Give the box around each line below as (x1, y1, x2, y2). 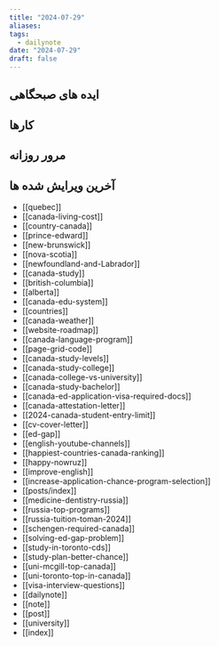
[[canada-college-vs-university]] (21, 371, 143, 383)
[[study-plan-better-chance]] (21, 551, 129, 561)
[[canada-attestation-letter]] (21, 400, 126, 410)
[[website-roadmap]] (21, 324, 99, 335)
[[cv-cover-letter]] (21, 419, 89, 430)
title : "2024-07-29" (9, 12, 86, 22)
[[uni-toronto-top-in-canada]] (21, 570, 131, 581)
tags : (9, 29, 29, 38)
